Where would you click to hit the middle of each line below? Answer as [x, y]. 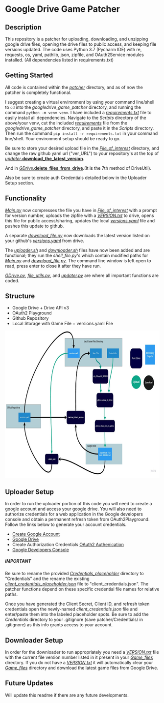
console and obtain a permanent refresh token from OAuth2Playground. [77, 520]
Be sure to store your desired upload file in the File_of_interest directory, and [82, 148]
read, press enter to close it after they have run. [53, 266]
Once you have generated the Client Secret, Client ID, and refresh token [77, 604]
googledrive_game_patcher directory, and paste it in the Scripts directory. [80, 128]
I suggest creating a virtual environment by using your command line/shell [80, 102]
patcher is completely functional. [38, 92]
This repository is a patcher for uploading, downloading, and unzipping [77, 39]
